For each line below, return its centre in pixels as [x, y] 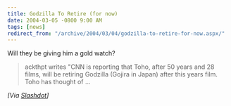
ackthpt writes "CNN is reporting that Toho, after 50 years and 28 [119, 67]
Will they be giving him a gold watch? [61, 53]
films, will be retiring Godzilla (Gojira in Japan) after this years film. [121, 74]
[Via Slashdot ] [28, 95]
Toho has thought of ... [57, 82]
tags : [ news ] [26, 27]
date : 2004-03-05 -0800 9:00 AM [55, 20]
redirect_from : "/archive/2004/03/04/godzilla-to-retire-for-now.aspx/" [116, 33]
